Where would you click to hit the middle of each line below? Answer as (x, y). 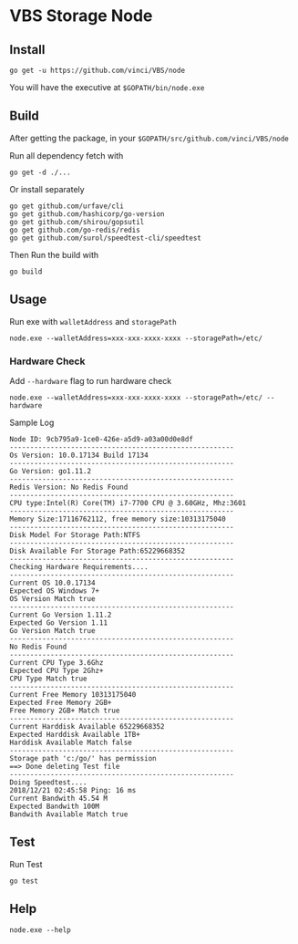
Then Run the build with (54, 254)
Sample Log (32, 422)
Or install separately (47, 189)
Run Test (26, 864)
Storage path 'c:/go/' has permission (83, 758)
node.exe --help (40, 930)
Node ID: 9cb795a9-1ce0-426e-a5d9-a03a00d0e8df (102, 439)
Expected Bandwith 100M (55, 806)
